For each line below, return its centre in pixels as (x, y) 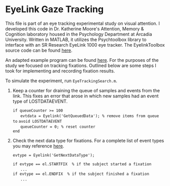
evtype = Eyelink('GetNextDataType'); (54, 155)
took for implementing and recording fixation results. (60, 71)
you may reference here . (38, 146)
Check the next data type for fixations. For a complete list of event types (88, 140)
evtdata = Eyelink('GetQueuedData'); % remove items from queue (90, 116)
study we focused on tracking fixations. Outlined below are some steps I (81, 65)
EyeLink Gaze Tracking (55, 9)
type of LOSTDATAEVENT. (40, 101)
